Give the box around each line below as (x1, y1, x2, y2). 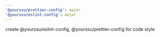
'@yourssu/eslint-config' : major (5, 12, 76, 17)
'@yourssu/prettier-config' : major (5, 7, 81, 13)
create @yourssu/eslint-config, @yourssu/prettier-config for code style (5, 26, 155, 32)
